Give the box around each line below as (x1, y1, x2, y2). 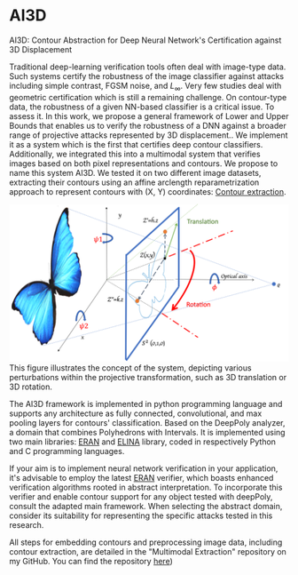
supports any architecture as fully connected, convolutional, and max (9, 408, 263, 419)
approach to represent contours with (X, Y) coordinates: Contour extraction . (9, 186, 286, 196)
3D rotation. (9, 381, 53, 392)
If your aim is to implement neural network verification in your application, (9, 463, 278, 474)
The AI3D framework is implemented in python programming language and (9, 399, 283, 410)
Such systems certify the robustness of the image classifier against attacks (9, 70, 285, 81)
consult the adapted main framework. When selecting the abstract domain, (9, 501, 283, 512)
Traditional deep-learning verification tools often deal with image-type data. (9, 61, 286, 72)
